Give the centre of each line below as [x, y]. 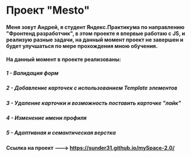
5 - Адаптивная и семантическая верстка [61, 133]
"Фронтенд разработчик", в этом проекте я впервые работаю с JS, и [96, 33]
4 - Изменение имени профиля [46, 118]
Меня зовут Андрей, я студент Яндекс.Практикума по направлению [96, 27]
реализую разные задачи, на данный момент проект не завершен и [95, 40]
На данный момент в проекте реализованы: [64, 59]
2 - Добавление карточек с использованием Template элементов [92, 88]
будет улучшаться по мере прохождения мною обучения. [82, 46]
